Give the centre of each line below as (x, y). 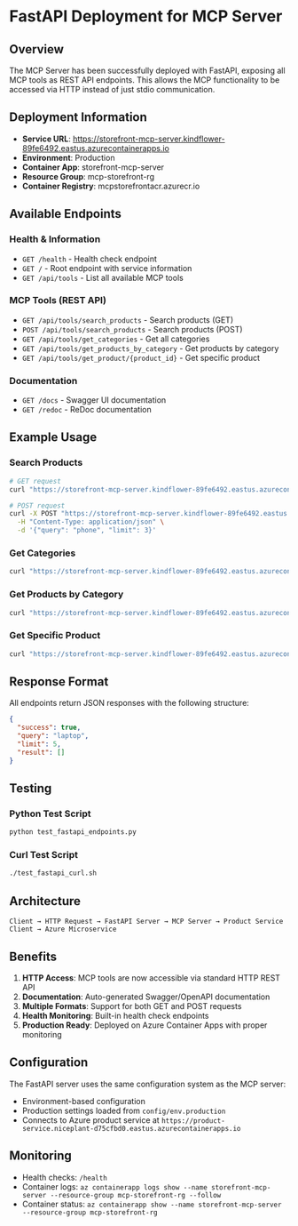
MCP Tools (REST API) (58, 300)
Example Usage (53, 437)
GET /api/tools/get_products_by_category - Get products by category (150, 348)
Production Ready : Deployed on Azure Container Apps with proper (145, 1025)
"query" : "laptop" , (53, 736)
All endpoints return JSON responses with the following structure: (129, 703)
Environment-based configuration (84, 1101)
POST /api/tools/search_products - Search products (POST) (132, 329)
